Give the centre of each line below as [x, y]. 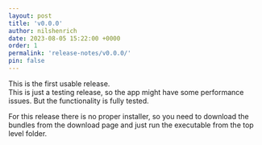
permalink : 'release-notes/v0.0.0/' [70, 53]
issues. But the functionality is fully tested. [79, 101]
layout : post [30, 16]
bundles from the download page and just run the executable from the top [131, 125]
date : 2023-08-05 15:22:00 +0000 [64, 38]
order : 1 [23, 46]
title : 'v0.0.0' [35, 23]
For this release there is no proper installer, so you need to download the [129, 116]
